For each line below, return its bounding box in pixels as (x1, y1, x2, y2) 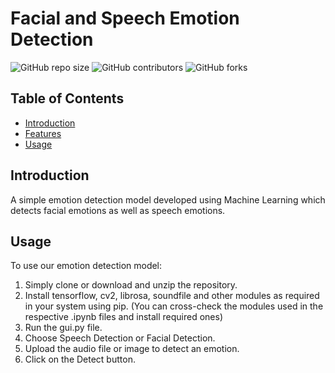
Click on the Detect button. (24, 353, 136, 366)
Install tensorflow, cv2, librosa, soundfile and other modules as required (24, 290, 320, 302)
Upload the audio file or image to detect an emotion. (24, 343, 240, 355)
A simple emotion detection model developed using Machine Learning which (10, 193, 326, 206)
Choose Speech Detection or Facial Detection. (24, 332, 216, 344)
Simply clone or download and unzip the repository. (24, 279, 238, 291)
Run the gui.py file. (24, 322, 103, 334)
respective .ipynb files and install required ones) (24, 311, 224, 323)
